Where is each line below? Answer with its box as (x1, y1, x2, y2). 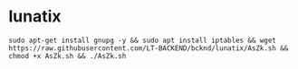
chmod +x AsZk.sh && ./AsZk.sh (8, 51, 127, 60)
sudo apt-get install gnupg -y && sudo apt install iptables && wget (8, 36, 277, 45)
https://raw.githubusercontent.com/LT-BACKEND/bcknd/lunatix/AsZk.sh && (8, 43, 289, 53)
